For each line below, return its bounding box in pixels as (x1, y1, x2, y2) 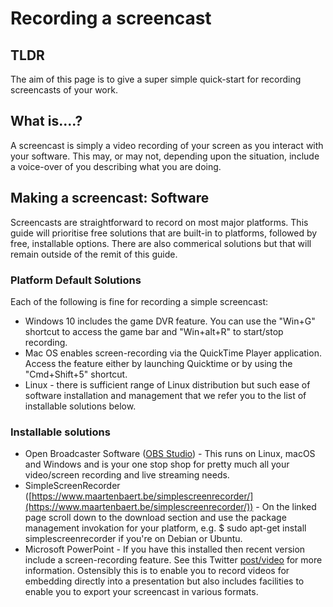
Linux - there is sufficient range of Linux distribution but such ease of (24, 378, 311, 391)
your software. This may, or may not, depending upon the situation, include (10, 150, 320, 162)
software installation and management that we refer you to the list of (24, 389, 307, 401)
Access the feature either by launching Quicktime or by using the (24, 357, 293, 369)
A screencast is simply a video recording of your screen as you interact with (10, 139, 324, 151)
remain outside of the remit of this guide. (10, 248, 178, 260)
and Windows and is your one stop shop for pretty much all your (24, 458, 290, 471)
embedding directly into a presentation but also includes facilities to (24, 575, 305, 587)
